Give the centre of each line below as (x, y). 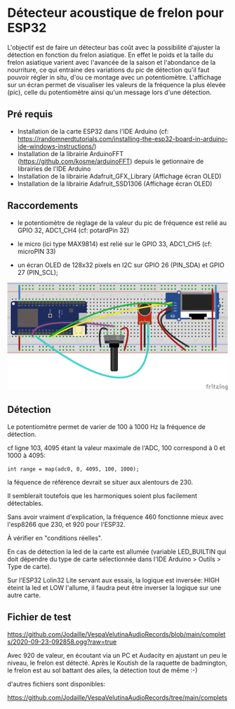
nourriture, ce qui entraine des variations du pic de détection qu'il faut (108, 70)
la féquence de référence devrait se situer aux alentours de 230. (100, 482)
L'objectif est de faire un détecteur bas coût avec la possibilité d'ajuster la (114, 47)
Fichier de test (39, 617)
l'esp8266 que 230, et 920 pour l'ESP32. (66, 524)
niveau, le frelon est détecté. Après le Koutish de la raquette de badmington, (117, 663)
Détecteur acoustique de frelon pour (116, 13)
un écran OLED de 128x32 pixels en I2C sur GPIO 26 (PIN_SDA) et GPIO (121, 264)
